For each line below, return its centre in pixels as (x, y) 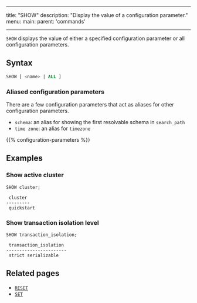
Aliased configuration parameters (55, 92)
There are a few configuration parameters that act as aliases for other (90, 104)
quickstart (22, 208)
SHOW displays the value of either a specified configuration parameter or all (95, 38)
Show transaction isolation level (53, 222)
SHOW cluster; (23, 187)
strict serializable (34, 255)
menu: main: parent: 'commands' (46, 21)
